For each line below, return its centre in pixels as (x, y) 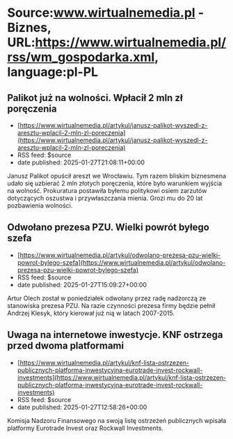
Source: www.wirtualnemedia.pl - (105, 13)
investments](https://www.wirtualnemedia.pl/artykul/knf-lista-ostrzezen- (122, 377)
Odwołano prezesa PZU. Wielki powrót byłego (109, 228)
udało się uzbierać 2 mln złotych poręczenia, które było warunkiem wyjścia (115, 183)
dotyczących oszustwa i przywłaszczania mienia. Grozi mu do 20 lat (105, 198)
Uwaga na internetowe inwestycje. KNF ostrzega (115, 335)
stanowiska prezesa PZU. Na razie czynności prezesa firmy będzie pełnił (111, 305)
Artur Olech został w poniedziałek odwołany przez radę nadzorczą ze (107, 298)
